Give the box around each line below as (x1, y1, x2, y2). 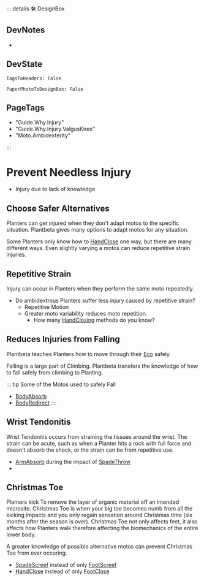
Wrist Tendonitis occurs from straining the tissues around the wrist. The (6, 433, 187, 440)
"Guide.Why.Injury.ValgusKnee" (15, 125, 96, 133)
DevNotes (6, 25, 45, 36)
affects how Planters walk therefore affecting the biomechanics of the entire (6, 525, 198, 532)
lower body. (6, 531, 36, 538)
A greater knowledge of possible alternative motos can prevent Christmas (6, 543, 193, 550)
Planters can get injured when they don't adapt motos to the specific (6, 219, 179, 227)
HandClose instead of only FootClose (15, 568, 110, 575)
